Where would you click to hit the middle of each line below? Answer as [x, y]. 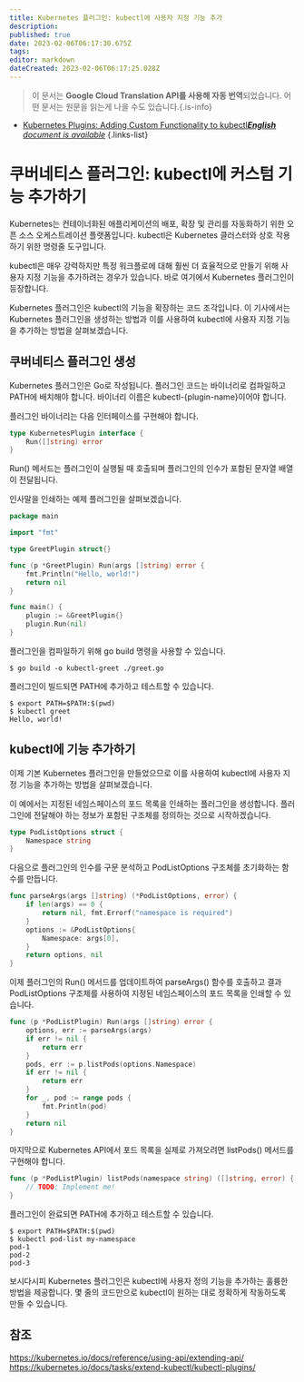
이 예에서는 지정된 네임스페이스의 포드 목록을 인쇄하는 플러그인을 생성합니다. [144, 804]
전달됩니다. [39, 480]
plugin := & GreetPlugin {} [75, 616]
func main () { [36, 607]
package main [34, 517]
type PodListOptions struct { [67, 832]
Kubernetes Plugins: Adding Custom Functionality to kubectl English [149, 124]
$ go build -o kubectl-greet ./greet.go [87, 668]
